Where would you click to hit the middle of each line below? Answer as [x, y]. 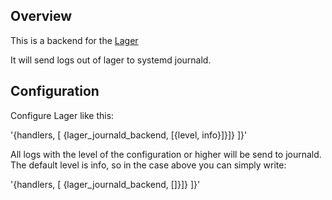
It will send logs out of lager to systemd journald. [111, 60]
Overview [41, 16]
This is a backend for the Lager [74, 40]
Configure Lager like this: [62, 115]
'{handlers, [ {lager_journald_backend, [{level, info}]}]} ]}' [129, 135]
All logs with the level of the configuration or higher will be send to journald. [166, 154]
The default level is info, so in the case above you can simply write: [148, 165]
